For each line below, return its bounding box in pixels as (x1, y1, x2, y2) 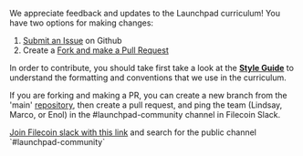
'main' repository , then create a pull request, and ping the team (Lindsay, (9, 99, 283, 110)
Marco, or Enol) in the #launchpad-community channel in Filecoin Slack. (9, 109, 281, 120)
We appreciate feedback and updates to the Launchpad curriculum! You (9, 8, 281, 18)
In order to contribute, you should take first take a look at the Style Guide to (9, 63, 295, 73)
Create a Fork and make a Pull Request (22, 45, 169, 56)
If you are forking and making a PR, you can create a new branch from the (9, 90, 287, 100)
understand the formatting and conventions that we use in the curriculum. (9, 72, 287, 83)
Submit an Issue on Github (22, 36, 122, 46)
